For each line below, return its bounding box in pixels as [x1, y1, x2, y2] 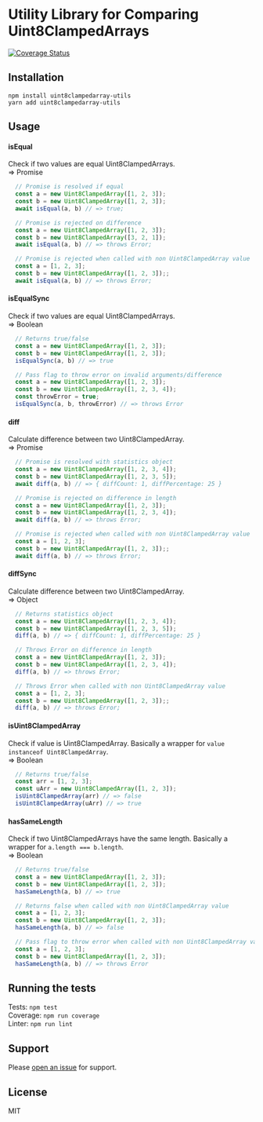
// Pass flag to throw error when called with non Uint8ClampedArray [15, 938, 247, 946]
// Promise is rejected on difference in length [15, 494, 177, 502]
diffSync [8, 569, 37, 579]
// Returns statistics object [15, 610, 113, 618]
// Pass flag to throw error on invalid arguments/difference [15, 371, 222, 378]
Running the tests [8, 981, 96, 995]
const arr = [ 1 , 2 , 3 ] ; [15, 777, 92, 786]
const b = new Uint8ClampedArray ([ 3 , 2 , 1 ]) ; [15, 233, 167, 241]
